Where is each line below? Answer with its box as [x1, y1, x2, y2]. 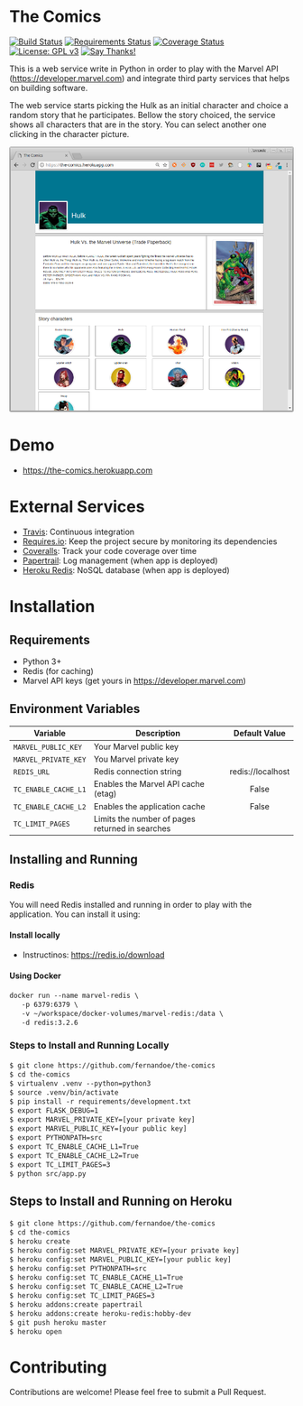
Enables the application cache [93, 800, 206, 811]
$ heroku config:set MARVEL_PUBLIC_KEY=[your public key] [9, 1254, 232, 1264]
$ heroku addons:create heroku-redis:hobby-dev [9, 1309, 192, 1318]
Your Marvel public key [93, 741, 179, 752]
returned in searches [93, 823, 171, 834]
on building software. [9, 82, 88, 93]
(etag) [93, 788, 117, 800]
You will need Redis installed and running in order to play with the [9, 900, 252, 911]
